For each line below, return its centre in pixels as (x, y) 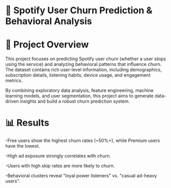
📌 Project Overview (47, 45)
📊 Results (27, 123)
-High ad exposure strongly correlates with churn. (58, 156)
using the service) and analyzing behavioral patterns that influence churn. (83, 64)
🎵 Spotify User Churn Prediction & (79, 10)
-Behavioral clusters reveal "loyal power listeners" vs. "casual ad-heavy (81, 176)
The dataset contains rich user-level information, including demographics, (83, 70)
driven (12, 101)
